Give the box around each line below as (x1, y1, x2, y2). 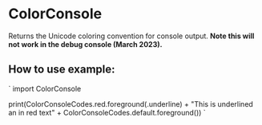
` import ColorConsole (8, 84, 82, 93)
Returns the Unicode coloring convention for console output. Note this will (8, 31, 255, 41)
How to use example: (8, 63, 115, 76)
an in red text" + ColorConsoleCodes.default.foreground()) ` (8, 107, 206, 117)
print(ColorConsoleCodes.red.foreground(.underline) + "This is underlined (8, 99, 254, 108)
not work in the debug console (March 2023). (8, 39, 163, 49)
